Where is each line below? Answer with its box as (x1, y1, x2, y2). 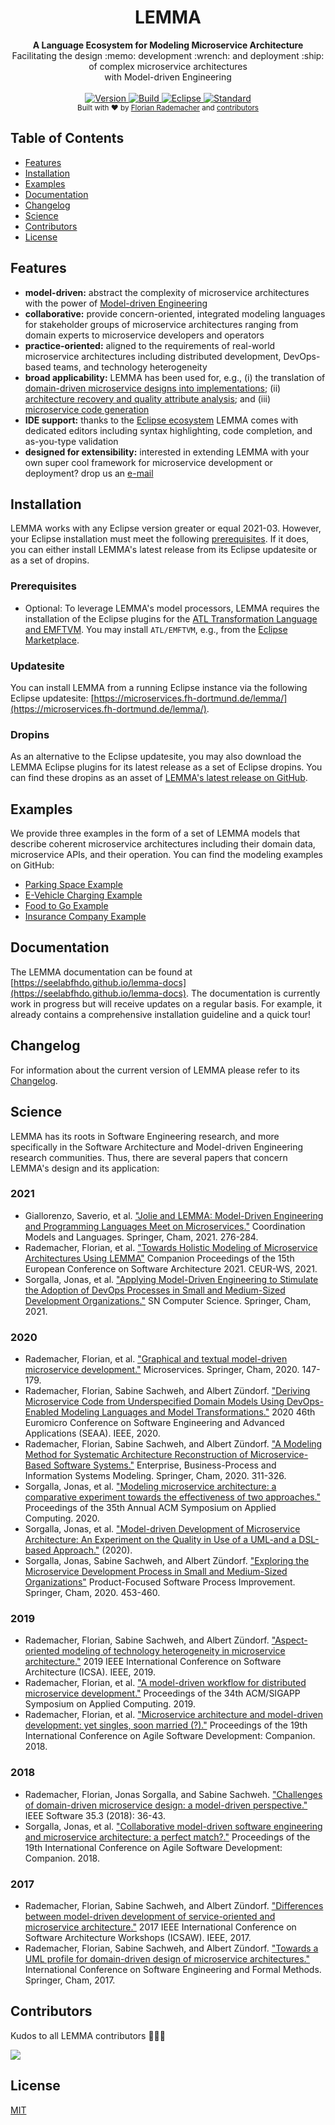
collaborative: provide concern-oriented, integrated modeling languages (24, 307, 326, 320)
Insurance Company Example (24, 911, 147, 923)
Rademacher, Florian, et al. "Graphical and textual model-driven (24, 1353, 288, 1365)
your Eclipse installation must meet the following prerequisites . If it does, (10, 533, 310, 545)
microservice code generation (24, 403, 150, 415)
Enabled (24, 1406, 60, 1418)
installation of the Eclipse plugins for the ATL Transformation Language (24, 612, 318, 625)
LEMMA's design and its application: (10, 1162, 160, 1174)
